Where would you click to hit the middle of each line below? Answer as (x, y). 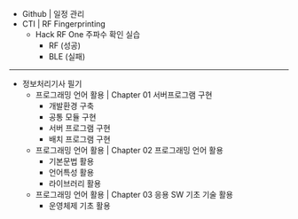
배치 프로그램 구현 (79, 139)
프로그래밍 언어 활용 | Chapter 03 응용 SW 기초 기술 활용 (134, 195)
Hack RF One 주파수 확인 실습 (87, 34)
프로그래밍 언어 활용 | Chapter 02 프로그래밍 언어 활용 (129, 150)
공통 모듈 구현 (72, 117)
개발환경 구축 (71, 106)
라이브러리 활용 (75, 184)
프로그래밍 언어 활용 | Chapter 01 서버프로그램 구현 (124, 95)
